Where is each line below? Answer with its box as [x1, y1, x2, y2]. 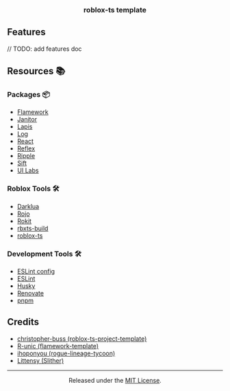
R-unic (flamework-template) [16, 342, 99, 350]
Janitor [16, 115, 38, 124]
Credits [7, 316, 40, 328]
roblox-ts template [83, 5, 147, 14]
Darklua [16, 202, 40, 210]
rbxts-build [16, 224, 49, 232]
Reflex [16, 144, 36, 153]
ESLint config [16, 267, 55, 276]
